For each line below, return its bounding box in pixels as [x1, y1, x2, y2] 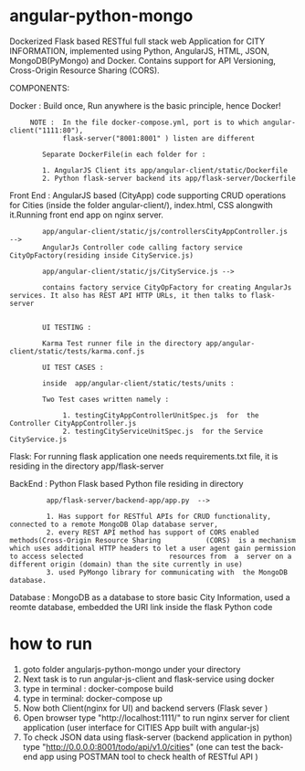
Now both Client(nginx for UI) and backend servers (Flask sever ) [22, 702, 268, 713]
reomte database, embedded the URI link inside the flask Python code [9, 601, 273, 612]
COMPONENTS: [9, 82, 70, 93]
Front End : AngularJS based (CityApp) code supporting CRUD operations [9, 189, 287, 201]
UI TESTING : [42, 322, 92, 332]
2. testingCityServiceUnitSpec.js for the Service [62, 427, 263, 436]
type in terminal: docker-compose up [22, 692, 163, 703]
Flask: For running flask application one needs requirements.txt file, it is [9, 450, 279, 461]
